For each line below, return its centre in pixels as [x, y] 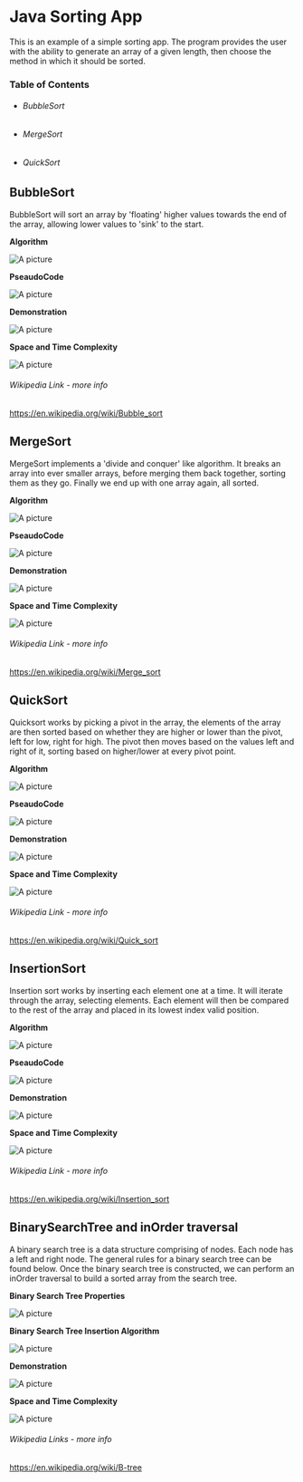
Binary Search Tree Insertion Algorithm [85, 1331]
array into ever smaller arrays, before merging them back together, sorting [148, 473]
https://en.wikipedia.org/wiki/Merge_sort [85, 671]
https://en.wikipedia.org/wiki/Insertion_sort [90, 1198]
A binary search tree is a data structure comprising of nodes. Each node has [151, 1249]
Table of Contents [50, 84]
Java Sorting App [76, 17]
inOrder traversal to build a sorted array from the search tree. [123, 1278]
